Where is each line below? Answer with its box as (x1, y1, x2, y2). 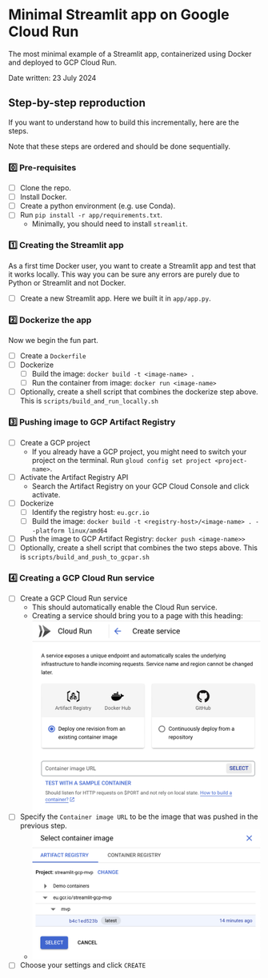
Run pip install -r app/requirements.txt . (19, 210, 162, 220)
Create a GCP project (19, 437, 90, 447)
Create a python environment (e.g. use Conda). (19, 202, 176, 211)
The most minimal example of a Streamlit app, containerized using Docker (8, 49, 252, 58)
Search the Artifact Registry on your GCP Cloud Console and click (31, 481, 250, 491)
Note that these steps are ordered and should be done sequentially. (8, 142, 230, 151)
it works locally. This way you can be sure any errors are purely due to (8, 269, 240, 279)
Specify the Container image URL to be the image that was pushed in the (19, 812, 258, 821)
